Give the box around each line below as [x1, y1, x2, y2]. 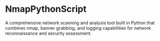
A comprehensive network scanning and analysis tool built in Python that [5, 20, 155, 26]
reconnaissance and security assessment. [5, 30, 92, 36]
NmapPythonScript [5, 3, 87, 15]
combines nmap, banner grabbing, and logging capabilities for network [5, 25, 151, 31]
